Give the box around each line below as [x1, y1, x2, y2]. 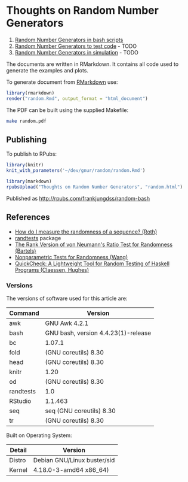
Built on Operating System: [6, 432, 73, 439]
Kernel [9, 465, 28, 474]
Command [9, 309, 40, 317]
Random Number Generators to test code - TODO [14, 43, 137, 50]
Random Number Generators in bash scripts [14, 36, 124, 43]
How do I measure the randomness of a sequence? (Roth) [14, 228, 157, 235]
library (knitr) [6, 162, 44, 168]
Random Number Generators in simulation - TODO [14, 48, 138, 56]
